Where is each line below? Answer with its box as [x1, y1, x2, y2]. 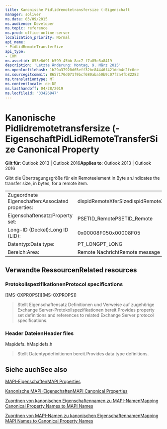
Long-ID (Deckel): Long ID [7, 226, 69, 233]
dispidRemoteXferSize [77, 198, 129, 205]
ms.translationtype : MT [5, 77, 55, 82]
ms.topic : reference [5, 26, 48, 31]
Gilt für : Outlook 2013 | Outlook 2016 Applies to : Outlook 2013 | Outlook [5, 160, 152, 166]
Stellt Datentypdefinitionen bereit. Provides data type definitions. [17, 351, 149, 357]
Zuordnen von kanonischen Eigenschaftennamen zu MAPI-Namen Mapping [5, 398, 159, 404]
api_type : [5, 49, 26, 54]
